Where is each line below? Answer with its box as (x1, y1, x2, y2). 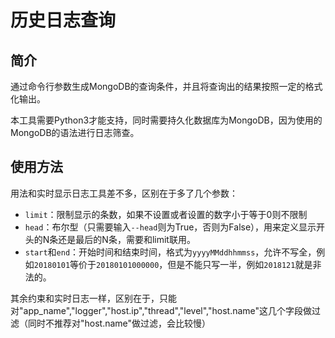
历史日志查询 (10, 9, 117, 32)
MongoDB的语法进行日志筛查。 (10, 127, 140, 138)
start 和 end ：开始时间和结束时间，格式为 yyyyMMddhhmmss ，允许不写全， (24, 246, 317, 258)
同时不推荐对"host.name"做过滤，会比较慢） (27, 317, 212, 329)
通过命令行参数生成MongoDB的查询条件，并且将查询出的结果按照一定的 (10, 81, 306, 92)
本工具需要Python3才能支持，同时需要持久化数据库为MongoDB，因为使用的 (10, 114, 323, 126)
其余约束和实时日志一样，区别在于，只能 (10, 292, 177, 304)
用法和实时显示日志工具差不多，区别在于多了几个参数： (10, 187, 238, 199)
